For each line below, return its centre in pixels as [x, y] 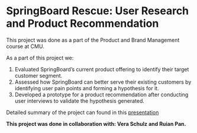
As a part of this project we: [40, 58]
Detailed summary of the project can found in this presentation [83, 112]
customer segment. [38, 75]
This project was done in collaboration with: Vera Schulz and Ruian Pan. [96, 123]
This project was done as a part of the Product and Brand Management [93, 40]
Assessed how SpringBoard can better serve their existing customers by [103, 82]
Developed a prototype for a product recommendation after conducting [101, 94]
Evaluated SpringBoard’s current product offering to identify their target [102, 69]
